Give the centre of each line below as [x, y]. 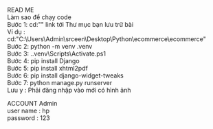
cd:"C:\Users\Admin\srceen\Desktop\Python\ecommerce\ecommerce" [106, 39]
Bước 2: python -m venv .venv [50, 46]
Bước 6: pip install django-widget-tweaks [65, 75]
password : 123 [29, 118]
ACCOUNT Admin [32, 103]
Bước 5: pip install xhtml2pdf [47, 68]
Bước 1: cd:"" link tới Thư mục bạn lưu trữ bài [70, 24]
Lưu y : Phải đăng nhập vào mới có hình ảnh [69, 90]
